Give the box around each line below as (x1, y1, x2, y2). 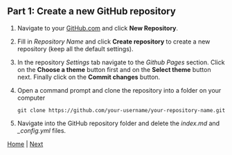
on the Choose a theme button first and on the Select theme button (17, 65, 211, 73)
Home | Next (7, 140, 44, 148)
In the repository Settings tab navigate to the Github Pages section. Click (17, 58, 225, 66)
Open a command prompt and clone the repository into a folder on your (17, 86, 222, 94)
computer (17, 93, 46, 102)
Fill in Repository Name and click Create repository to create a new (17, 37, 211, 46)
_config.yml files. (17, 126, 66, 134)
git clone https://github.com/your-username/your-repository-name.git (17, 107, 226, 113)
